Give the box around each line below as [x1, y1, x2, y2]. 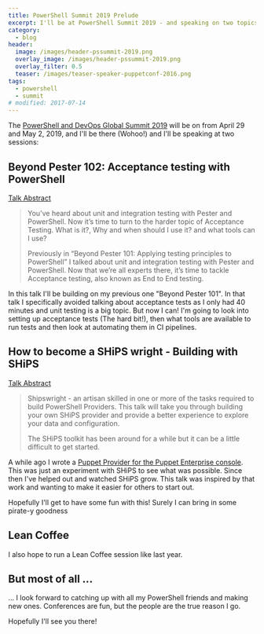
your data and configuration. [27, 418, 120, 428]
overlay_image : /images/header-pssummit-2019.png [15, 56, 181, 64]
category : [8, 26, 41, 34]
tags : [8, 77, 26, 85]
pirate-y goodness [8, 506, 68, 515]
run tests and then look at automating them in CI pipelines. [8, 322, 197, 332]
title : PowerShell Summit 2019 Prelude [8, 11, 139, 20]
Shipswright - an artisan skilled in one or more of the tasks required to [27, 394, 255, 403]
